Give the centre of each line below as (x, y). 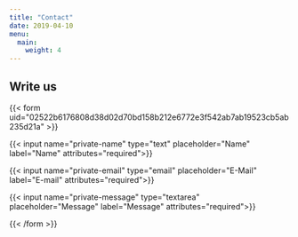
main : (28, 42)
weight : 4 (44, 51)
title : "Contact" (41, 17)
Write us (33, 87)
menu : (19, 34)
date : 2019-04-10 (41, 26)
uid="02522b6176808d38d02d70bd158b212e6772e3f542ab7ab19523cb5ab (149, 117)
